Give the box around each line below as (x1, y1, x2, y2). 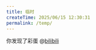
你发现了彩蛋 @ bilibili (6, 37, 59, 45)
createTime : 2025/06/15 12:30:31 (6, 14, 91, 20)
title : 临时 (6, 8, 34, 15)
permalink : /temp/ (6, 20, 53, 26)
